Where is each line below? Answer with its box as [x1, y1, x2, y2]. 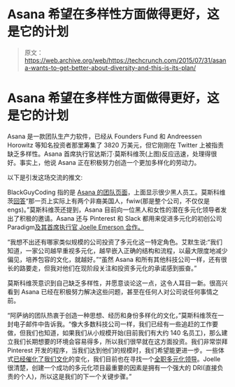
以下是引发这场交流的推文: [7, 173, 83, 182]
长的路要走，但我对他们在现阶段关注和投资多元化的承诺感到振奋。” [7, 263, 197, 272]
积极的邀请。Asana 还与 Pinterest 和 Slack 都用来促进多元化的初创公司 [19, 214, 222, 222]
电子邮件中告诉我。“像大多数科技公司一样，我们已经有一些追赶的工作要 [13, 319, 219, 328]
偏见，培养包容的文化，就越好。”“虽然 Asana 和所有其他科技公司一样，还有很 [7, 255, 227, 263]
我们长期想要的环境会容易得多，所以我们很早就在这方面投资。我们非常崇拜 [13, 337, 228, 346]
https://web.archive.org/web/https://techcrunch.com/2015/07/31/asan [24, 56, 227, 64]
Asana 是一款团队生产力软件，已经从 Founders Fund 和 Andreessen [7, 132, 202, 140]
